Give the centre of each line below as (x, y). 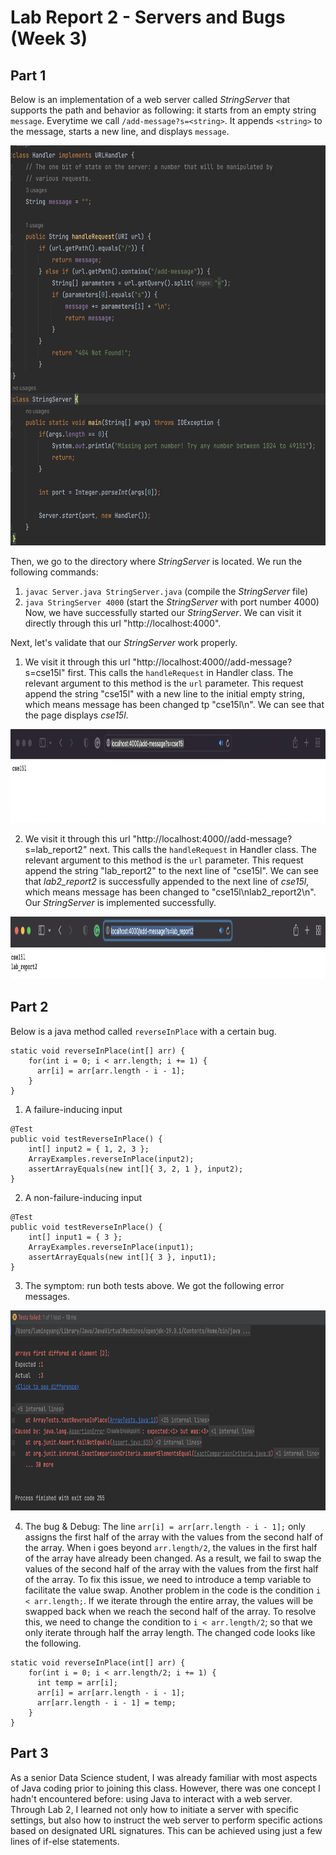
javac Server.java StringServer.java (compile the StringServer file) (166, 591)
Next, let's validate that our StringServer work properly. (124, 642)
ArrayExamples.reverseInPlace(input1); (111, 1247)
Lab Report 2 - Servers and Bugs (148, 17)
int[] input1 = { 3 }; (75, 1237)
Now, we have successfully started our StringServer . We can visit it (163, 612)
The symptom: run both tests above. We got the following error (154, 1285)
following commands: (54, 572)
